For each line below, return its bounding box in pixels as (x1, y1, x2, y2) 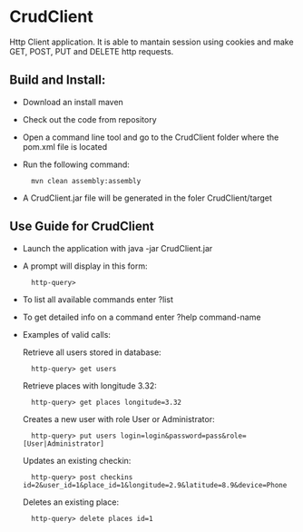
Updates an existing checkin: (22, 455, 132, 466)
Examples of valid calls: (22, 329, 112, 340)
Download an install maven (22, 96, 124, 107)
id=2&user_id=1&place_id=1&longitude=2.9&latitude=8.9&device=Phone (22, 480, 288, 489)
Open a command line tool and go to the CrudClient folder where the (22, 132, 279, 143)
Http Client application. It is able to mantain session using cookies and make (9, 36, 294, 47)
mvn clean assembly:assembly (31, 176, 142, 185)
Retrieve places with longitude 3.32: (22, 379, 157, 391)
